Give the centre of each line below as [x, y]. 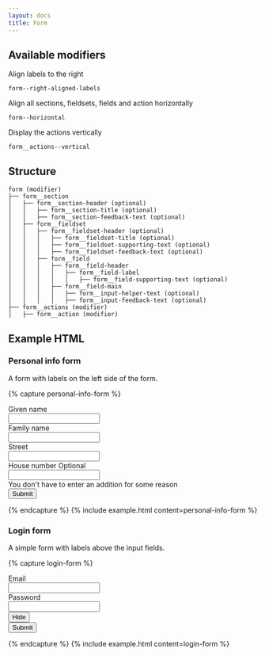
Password [25, 597]
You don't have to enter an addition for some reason [93, 484]
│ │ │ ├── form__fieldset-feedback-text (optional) [106, 252]
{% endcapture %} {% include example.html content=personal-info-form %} [133, 510]
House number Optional [47, 465]
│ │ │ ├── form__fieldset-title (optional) [92, 238]
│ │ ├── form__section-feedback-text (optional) [97, 217]
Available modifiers [57, 55]
